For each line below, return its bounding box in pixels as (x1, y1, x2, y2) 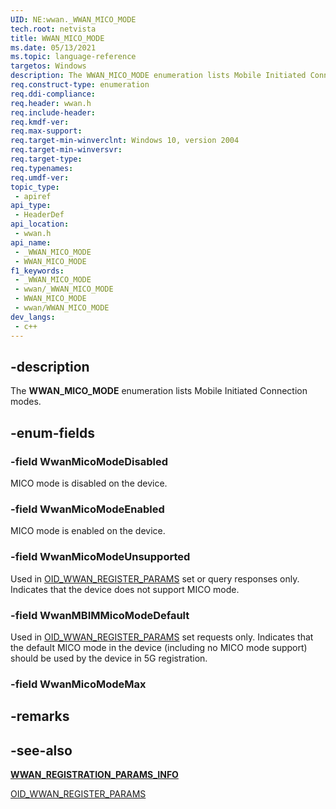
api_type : (10, 201, 52, 211)
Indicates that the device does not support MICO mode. (10, 583, 240, 595)
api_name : (10, 237, 52, 248)
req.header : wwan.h (10, 98, 92, 108)
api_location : (10, 219, 70, 230)
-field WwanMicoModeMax (10, 677, 147, 691)
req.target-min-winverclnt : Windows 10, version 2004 (10, 136, 240, 146)
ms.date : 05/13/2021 (10, 42, 97, 53)
